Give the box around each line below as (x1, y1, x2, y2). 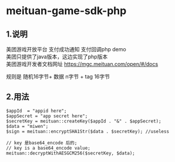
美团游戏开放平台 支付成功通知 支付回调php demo (6, 46, 126, 52)
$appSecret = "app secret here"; (6, 113, 88, 119)
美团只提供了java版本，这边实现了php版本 (6, 53, 108, 60)
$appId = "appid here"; (6, 108, 67, 114)
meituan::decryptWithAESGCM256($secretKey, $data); (6, 150, 135, 156)
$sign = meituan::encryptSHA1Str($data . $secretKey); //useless (6, 128, 169, 134)
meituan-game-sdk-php (6, 4, 127, 18)
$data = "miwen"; (6, 123, 49, 129)
